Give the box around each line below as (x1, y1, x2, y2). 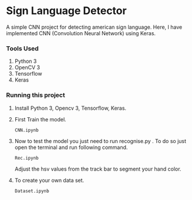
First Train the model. (14, 116, 66, 123)
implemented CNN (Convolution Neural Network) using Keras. (6, 29, 156, 36)
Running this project (6, 91, 66, 99)
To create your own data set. (14, 177, 85, 184)
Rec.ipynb (14, 155, 39, 161)
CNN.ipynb (14, 127, 39, 133)
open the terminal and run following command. (14, 144, 128, 151)
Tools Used (6, 44, 39, 52)
